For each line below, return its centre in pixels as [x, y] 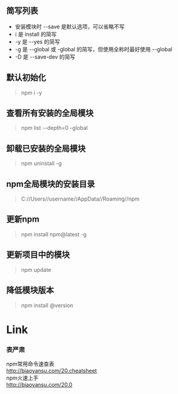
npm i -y [31, 92]
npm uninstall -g [41, 163]
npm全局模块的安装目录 [51, 184]
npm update [36, 270]
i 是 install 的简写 [36, 34]
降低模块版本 [30, 290]
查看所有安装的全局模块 [50, 113]
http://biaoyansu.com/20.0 [39, 384]
